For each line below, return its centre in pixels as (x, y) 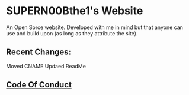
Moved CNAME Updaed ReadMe (46, 66)
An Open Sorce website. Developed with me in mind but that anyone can (95, 27)
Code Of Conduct (39, 85)
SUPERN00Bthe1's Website (75, 11)
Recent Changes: (39, 52)
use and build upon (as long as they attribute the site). (72, 33)
